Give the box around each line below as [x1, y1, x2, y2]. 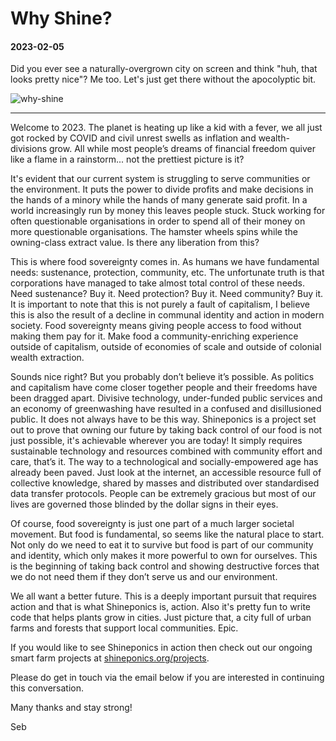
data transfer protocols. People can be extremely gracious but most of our [10, 488, 317, 500]
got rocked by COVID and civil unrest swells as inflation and [10, 132, 257, 144]
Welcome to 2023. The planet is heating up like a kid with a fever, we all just [10, 122, 323, 134]
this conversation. [10, 682, 84, 694]
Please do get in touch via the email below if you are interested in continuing [10, 672, 325, 684]
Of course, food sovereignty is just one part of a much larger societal [10, 518, 295, 530]
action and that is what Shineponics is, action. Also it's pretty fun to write [10, 601, 311, 613]
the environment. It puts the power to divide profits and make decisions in [10, 183, 314, 196]
